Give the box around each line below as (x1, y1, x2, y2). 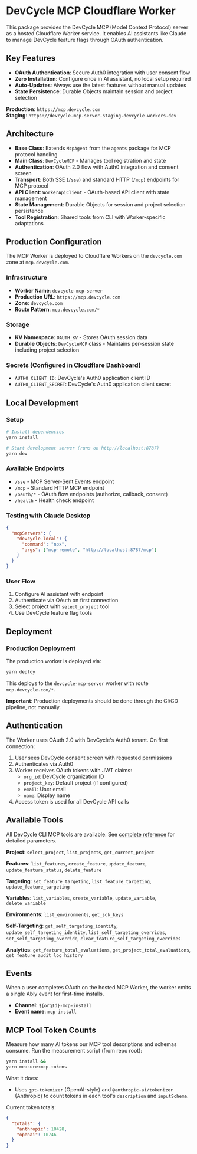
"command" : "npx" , (21, 541, 67, 547)
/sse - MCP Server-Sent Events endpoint (14, 478, 114, 485)
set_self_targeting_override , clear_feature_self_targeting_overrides (6, 935, 181, 942)
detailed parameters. (6, 837, 57, 844)
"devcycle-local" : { (17, 536, 67, 542)
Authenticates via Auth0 (14, 760, 74, 768)
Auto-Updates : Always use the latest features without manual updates (14, 81, 187, 88)
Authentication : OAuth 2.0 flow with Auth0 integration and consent (14, 163, 179, 171)
